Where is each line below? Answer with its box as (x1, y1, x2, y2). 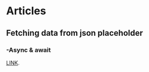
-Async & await (6, 46, 51, 54)
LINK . (6, 59, 20, 66)
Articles (6, 4, 46, 18)
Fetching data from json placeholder (6, 28, 144, 38)
